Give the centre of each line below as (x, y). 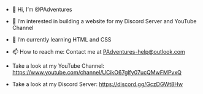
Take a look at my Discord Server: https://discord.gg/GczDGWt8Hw (97, 84)
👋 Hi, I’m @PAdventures (42, 9)
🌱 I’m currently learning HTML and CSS (62, 39)
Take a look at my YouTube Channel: (58, 66)
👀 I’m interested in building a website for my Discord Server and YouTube (104, 21)
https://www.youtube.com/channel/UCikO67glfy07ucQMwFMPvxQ (97, 72)
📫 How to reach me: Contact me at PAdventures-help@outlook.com (98, 52)
